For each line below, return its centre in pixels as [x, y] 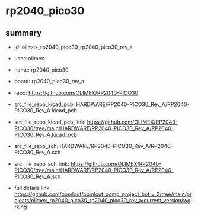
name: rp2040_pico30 [41, 70]
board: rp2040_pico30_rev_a [49, 81]
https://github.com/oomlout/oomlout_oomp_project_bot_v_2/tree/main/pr [103, 194]
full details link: [33, 188]
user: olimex [29, 58]
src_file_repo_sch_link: [41, 164]
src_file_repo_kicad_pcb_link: [50, 122]
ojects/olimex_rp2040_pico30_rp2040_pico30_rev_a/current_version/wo [102, 200]
